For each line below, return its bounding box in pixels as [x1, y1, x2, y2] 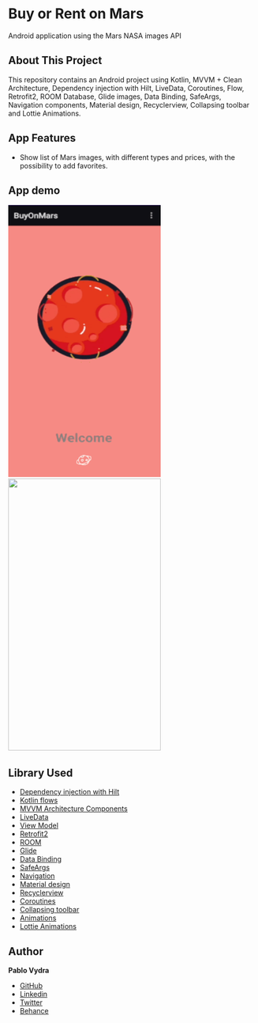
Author [8, 945, 43, 958]
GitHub [19, 981, 43, 990]
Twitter [19, 998, 43, 1007]
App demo [8, 184, 61, 197]
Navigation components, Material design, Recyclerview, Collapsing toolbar [8, 100, 250, 109]
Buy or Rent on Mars [8, 5, 144, 23]
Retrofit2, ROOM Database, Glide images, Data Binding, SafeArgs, [8, 92, 222, 101]
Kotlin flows [19, 796, 58, 805]
